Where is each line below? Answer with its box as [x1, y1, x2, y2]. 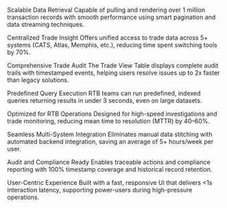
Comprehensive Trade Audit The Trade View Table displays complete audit [7, 62, 219, 69]
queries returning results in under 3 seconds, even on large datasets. [7, 96, 202, 105]
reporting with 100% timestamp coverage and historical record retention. [7, 166, 213, 173]
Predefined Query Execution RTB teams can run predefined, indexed [7, 89, 201, 97]
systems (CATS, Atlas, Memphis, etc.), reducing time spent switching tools [7, 41, 217, 49]
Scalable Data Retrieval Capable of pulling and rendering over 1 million [7, 6, 206, 14]
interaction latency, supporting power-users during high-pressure [7, 186, 193, 194]
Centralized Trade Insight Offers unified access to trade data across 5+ [7, 34, 208, 42]
